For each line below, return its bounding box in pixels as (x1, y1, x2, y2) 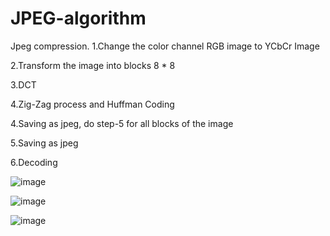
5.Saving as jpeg (10, 137, 79, 149)
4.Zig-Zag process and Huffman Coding (10, 98, 175, 110)
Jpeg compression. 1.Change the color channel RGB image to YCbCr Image (10, 40, 320, 52)
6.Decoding (10, 156, 58, 168)
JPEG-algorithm (10, 7, 147, 30)
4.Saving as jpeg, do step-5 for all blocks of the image (10, 117, 234, 129)
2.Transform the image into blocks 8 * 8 (10, 59, 176, 71)
